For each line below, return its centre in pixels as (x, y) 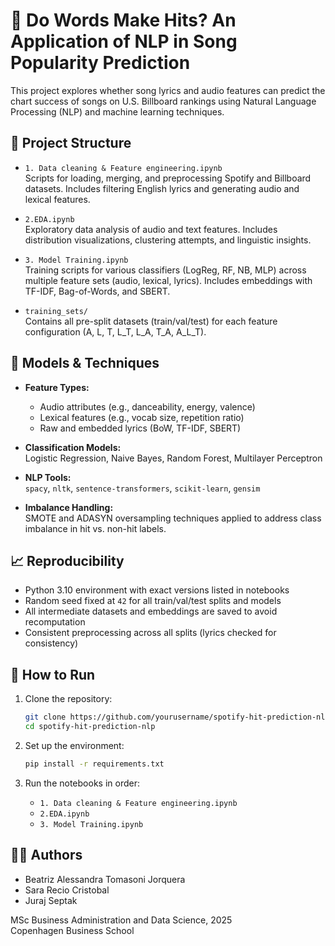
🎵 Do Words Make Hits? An (123, 20)
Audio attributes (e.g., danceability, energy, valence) (147, 406)
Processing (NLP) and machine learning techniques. (117, 111)
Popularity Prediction (100, 63)
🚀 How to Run (53, 674)
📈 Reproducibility (67, 560)
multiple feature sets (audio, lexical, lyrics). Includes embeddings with (168, 280)
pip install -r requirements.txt (94, 764)
